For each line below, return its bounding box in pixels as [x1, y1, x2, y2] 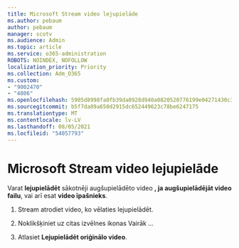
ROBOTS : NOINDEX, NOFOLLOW [7, 57, 87, 64]
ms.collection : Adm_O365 [7, 70, 81, 77]
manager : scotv [7, 30, 53, 38]
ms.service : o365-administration [7, 51, 107, 58]
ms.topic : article [7, 43, 62, 51]
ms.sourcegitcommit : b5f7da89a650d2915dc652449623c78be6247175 [7, 103, 199, 110]
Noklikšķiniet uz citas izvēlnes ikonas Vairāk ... [17, 219, 154, 228]
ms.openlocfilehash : [7, 97, 69, 104]
